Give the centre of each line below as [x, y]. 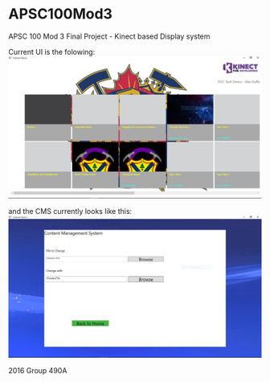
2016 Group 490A [38, 370]
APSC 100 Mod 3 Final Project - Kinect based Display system [109, 36]
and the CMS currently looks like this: [70, 211]
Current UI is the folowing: [52, 51]
